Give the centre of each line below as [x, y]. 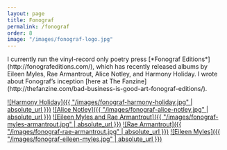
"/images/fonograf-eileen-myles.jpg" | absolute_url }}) [85, 139]
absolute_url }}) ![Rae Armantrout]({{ [129, 124]
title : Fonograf [31, 20]
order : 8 [20, 33]
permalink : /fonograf [39, 26]
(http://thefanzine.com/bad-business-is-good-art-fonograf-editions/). [107, 89]
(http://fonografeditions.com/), [51, 67]
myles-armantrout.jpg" [40, 124]
